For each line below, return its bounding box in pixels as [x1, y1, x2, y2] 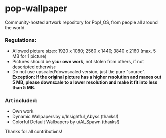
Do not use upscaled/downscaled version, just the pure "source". [12, 69, 146, 75]
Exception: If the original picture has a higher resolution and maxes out [12, 74, 162, 80]
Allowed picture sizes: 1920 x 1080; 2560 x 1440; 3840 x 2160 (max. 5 [12, 48, 156, 54]
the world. [5, 24, 26, 30]
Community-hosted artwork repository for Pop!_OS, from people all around [5, 19, 158, 25]
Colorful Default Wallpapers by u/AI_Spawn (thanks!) [12, 119, 120, 125]
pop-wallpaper [5, 3, 68, 14]
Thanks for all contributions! [5, 128, 63, 134]
